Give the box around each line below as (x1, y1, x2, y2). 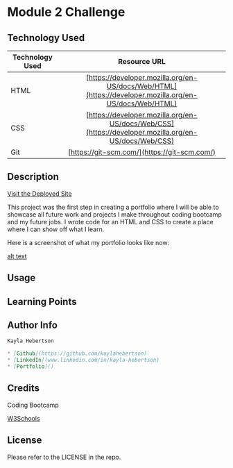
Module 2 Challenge (7, 4, 126, 20)
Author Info (7, 319, 58, 331)
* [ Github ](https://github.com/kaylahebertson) (7, 350, 148, 358)
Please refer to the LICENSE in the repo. (7, 453, 121, 461)
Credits (7, 383, 40, 394)
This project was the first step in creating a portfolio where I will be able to (7, 203, 220, 211)
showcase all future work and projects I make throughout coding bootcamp (7, 210, 222, 219)
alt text (7, 251, 27, 260)
